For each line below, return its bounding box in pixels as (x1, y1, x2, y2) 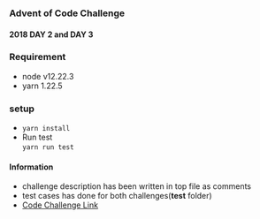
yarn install (21, 125, 71, 133)
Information (9, 162, 54, 172)
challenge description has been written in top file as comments (21, 181, 252, 192)
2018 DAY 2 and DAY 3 (9, 29, 94, 40)
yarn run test (21, 143, 74, 152)
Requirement (9, 51, 66, 64)
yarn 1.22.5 (21, 80, 64, 91)
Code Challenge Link (21, 200, 99, 210)
